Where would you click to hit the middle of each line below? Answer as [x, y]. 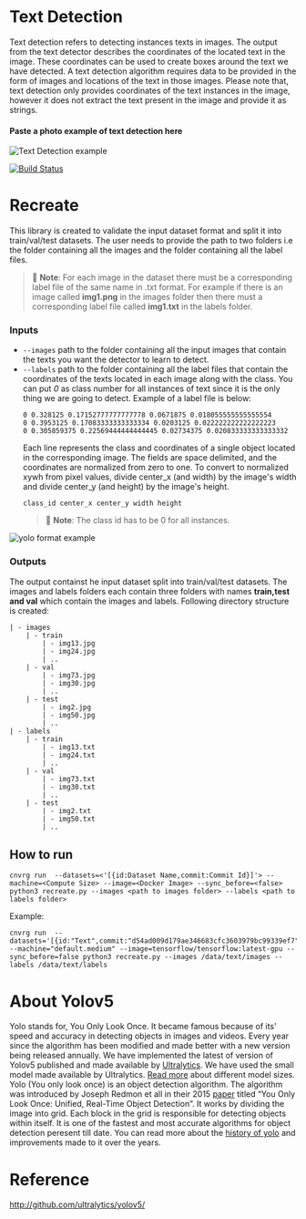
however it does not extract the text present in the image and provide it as [148, 100]
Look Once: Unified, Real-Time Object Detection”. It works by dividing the [147, 1104]
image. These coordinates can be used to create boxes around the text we [149, 61]
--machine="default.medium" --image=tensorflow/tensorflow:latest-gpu [146, 949]
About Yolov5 [62, 1001]
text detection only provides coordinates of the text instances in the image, [150, 90]
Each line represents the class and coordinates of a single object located [159, 448]
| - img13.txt [69, 747]
